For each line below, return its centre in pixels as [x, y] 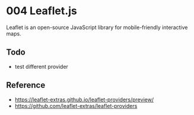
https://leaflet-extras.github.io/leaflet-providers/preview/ [84, 100]
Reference [26, 85]
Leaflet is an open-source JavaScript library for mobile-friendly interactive [97, 27]
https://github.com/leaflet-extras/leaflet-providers [76, 106]
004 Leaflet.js [42, 11]
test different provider [41, 66]
